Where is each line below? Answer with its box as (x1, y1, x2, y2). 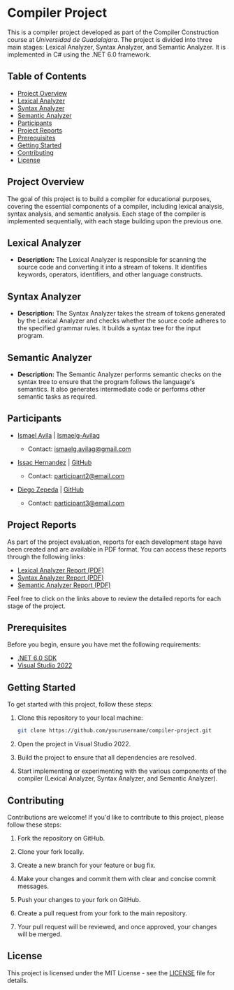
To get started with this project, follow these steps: (7, 700, 154, 709)
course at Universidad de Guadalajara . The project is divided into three (7, 35, 213, 43)
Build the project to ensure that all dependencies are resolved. (17, 753, 197, 762)
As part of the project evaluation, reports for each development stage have (7, 538, 223, 546)
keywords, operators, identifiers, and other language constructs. (17, 270, 203, 279)
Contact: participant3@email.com (27, 498, 125, 507)
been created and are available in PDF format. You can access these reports (7, 545, 227, 553)
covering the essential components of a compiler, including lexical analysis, (7, 202, 225, 210)
